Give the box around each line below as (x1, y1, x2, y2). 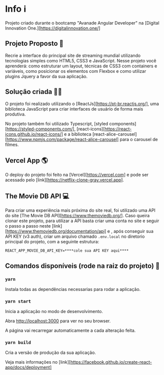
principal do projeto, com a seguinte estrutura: (5, 239, 99, 245)
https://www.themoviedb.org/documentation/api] (6, 229, 107, 234)
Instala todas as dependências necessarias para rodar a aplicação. (5, 286, 141, 292)
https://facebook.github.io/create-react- (70, 359, 152, 365)
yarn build (5, 340, 31, 346)
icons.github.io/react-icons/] (5, 131, 63, 137)
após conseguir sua (113, 229, 154, 234)
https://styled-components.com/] (6, 126, 75, 132)
